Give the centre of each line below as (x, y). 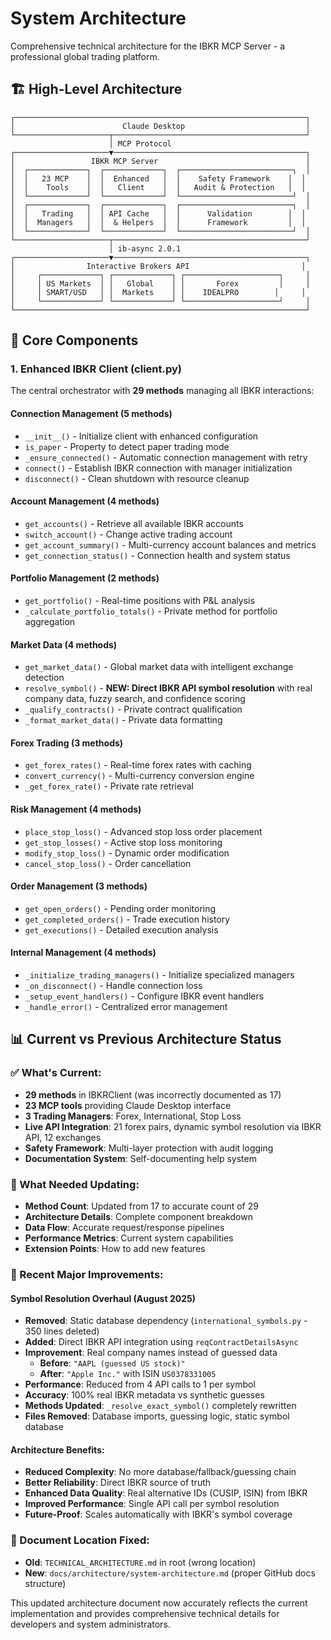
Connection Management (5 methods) (91, 414)
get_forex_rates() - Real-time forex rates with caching (138, 765)
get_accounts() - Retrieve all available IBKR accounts (134, 523)
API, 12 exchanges (63, 1137)
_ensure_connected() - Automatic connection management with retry (166, 457)
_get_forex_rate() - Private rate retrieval (109, 786)
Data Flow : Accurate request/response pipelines (124, 1228)
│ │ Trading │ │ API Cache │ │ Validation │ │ (158, 213)
